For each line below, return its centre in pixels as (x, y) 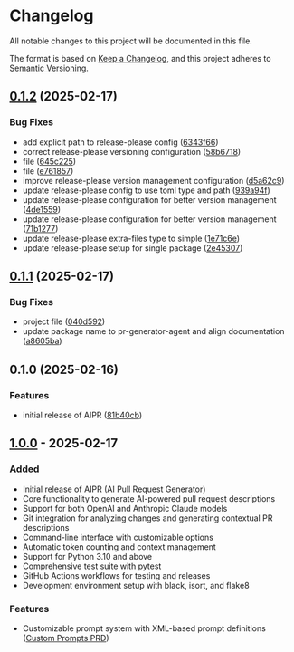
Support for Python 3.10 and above (87, 556)
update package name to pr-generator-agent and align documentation (153, 331)
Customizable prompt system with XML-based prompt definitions (144, 628)
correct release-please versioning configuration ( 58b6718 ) (132, 151)
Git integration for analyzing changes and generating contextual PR (147, 518)
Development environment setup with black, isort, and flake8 (136, 585)
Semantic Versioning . (49, 68)
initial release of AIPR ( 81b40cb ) (82, 415)
